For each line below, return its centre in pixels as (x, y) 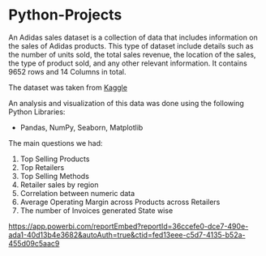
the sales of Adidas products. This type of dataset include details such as (131, 45)
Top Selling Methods (54, 176)
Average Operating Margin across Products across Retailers (120, 202)
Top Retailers (42, 167)
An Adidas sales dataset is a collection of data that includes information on (133, 37)
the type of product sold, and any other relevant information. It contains (128, 63)
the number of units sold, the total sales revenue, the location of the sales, (132, 54)
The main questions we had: (56, 143)
